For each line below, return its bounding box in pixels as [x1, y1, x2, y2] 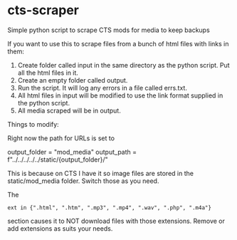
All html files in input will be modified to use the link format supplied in [17, 91, 223, 100]
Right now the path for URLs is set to [7, 134, 115, 142]
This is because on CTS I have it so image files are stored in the [7, 169, 194, 177]
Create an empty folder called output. [17, 75, 128, 84]
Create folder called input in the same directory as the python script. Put [17, 61, 230, 69]
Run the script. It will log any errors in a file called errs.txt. [17, 83, 187, 92]
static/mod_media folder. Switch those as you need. [7, 177, 159, 185]
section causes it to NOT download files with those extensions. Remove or [7, 216, 226, 225]
